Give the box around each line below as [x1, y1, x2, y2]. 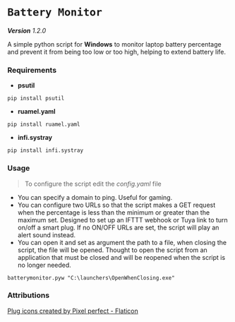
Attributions [7, 290, 50, 300]
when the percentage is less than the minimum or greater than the [17, 208, 210, 217]
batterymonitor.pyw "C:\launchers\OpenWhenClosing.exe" [7, 274, 175, 281]
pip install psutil [7, 95, 65, 102]
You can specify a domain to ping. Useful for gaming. [17, 193, 173, 201]
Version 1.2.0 [7, 26, 47, 35]
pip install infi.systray [7, 147, 83, 154]
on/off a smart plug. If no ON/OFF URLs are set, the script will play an [17, 223, 219, 232]
